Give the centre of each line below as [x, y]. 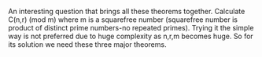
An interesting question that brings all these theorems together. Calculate [127, 11]
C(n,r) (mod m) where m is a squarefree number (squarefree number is [123, 20]
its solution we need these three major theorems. [87, 45]
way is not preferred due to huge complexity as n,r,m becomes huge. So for [131, 36]
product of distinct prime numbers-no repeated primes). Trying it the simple [131, 28]
